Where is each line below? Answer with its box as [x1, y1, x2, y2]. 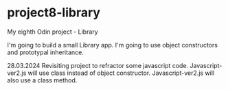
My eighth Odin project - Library [7, 27, 98, 36]
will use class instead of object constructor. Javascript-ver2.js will [27, 69, 215, 77]
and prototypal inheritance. [7, 48, 84, 56]
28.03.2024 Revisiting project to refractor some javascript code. [7, 61, 189, 69]
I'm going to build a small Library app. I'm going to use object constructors [7, 41, 218, 49]
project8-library [7, 5, 101, 21]
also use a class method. [7, 76, 78, 84]
